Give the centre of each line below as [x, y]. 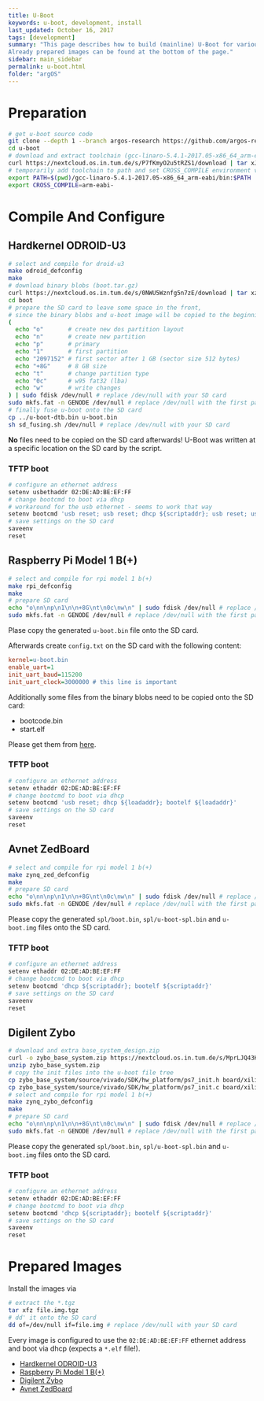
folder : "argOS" [35, 74]
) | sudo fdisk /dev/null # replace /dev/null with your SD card [117, 396]
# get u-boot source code [50, 134]
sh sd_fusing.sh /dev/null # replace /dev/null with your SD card [119, 425]
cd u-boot [24, 149]
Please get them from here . [52, 744]
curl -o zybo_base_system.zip [58, 1058]
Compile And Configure [86, 216]
